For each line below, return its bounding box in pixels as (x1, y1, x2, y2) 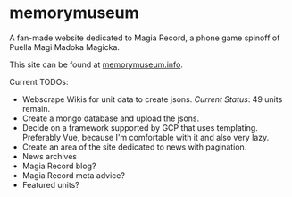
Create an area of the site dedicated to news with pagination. (21, 141, 247, 152)
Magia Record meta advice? (21, 169, 125, 181)
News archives (21, 150, 78, 161)
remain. (21, 103, 51, 114)
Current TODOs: (9, 76, 69, 87)
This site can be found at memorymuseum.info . (9, 59, 183, 70)
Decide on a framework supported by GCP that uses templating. (21, 122, 259, 133)
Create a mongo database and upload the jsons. (21, 113, 200, 124)
